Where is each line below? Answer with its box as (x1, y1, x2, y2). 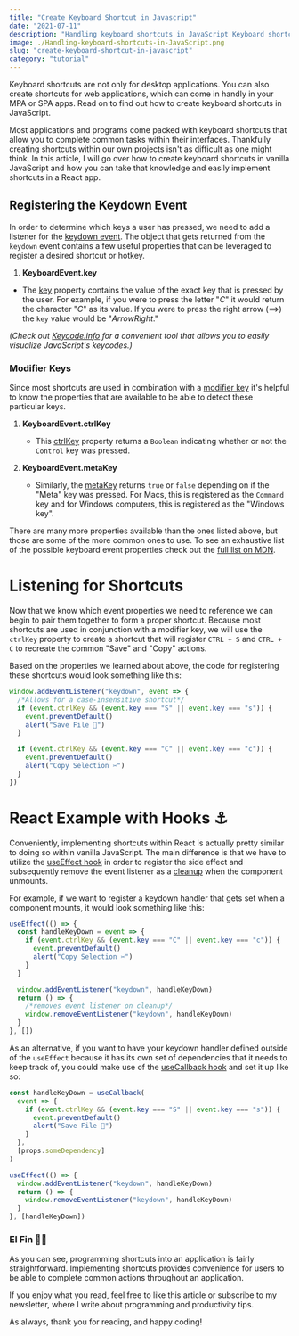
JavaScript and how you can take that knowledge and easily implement (9, 162, 271, 173)
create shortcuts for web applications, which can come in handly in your (9, 88, 274, 99)
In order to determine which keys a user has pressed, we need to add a (9, 221, 271, 232)
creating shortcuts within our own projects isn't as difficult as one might (9, 144, 272, 154)
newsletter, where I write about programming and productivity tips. (9, 1299, 255, 1310)
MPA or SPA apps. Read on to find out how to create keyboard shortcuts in (9, 98, 282, 108)
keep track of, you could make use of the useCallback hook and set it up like (9, 1061, 289, 1072)
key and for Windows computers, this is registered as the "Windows (35, 499, 285, 509)
